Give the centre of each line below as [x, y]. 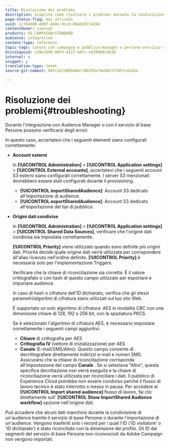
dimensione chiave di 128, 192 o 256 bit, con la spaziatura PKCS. [79, 313]
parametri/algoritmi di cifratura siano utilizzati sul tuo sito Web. [77, 298]
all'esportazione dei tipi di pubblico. [57, 207]
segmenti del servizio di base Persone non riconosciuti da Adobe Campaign [84, 433]
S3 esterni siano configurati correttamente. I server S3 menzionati [81, 175]
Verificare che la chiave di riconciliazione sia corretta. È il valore [78, 272]
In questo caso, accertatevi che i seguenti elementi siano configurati [76, 140]
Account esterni [30, 155]
